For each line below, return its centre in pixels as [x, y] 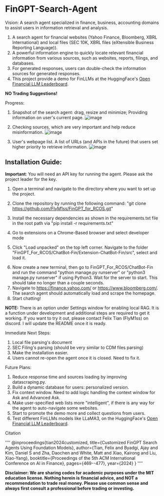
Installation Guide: [33, 162]
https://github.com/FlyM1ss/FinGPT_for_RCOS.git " [62, 208]
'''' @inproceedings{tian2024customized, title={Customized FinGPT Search [81, 442]
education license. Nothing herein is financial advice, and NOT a [72, 478]
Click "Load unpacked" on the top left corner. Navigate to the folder [80, 247]
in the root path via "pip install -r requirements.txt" [63, 223]
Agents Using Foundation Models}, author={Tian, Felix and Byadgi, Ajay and [82, 448]
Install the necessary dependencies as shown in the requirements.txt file [85, 218]
